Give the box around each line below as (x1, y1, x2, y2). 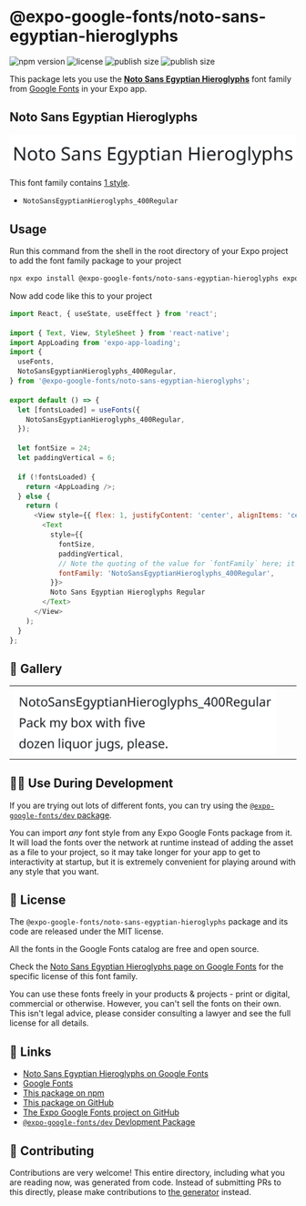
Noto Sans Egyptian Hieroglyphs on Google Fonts (22, 1068, 209, 1079)
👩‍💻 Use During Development (9, 776, 174, 792)
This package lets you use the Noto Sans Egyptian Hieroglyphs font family (9, 73, 291, 84)
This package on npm (22, 1088, 105, 1099)
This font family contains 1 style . (9, 178, 130, 189)
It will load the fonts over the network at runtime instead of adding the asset (9, 836, 294, 848)
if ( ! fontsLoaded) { (17, 472, 96, 482)
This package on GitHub (22, 1098, 114, 1109)
